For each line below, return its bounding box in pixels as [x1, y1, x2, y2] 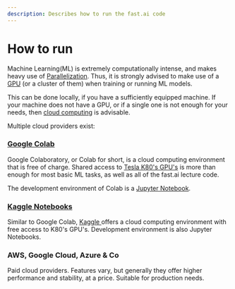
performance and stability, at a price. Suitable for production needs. [7, 273, 205, 283]
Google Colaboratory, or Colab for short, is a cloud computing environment [7, 155, 226, 163]
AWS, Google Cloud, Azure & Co [7, 250, 119, 260]
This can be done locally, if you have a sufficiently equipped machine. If [7, 93, 217, 101]
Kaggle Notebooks [7, 201, 73, 211]
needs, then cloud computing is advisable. [7, 107, 131, 117]
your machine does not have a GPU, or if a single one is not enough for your [7, 100, 228, 109]
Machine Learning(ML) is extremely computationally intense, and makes [7, 64, 217, 73]
